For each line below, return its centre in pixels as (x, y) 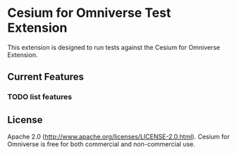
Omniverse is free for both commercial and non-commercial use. (101, 144)
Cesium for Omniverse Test (89, 13)
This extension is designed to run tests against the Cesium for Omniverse (114, 47)
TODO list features (40, 97)
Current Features (46, 77)
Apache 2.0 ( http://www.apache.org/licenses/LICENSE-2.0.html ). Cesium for (119, 137)
